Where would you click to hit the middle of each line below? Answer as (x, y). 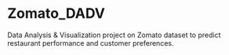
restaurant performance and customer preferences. (91, 43)
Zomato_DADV (56, 14)
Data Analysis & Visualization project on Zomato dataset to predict (114, 35)
